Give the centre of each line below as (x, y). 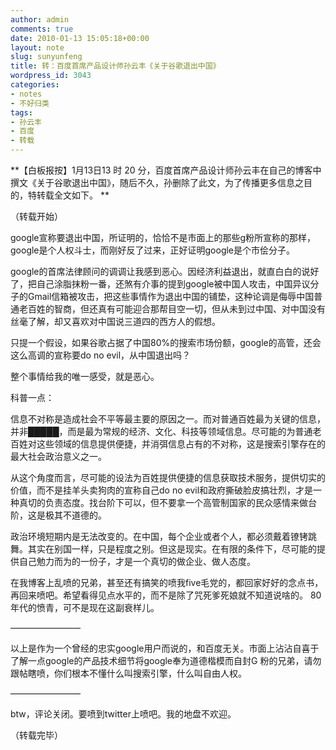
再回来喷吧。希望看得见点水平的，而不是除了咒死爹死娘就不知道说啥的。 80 (166, 595)
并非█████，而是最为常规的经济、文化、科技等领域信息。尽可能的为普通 (161, 431)
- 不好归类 (30, 103)
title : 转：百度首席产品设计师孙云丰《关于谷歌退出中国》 (115, 66)
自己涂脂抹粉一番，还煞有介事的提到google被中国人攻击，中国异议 (173, 284)
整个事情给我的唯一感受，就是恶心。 (85, 376)
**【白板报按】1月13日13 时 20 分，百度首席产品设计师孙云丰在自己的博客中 (166, 170)
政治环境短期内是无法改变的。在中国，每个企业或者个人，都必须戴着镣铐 (159, 536)
